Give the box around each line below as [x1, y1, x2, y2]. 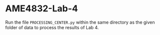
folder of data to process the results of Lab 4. [5, 24, 99, 30]
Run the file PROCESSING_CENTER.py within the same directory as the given [5, 19, 155, 25]
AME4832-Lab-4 [5, 3, 78, 14]
